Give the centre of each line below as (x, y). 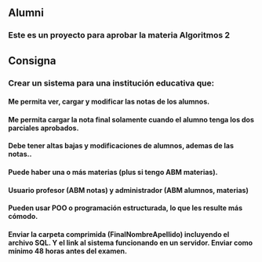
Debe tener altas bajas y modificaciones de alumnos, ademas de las (121, 146)
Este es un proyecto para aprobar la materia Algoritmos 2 (119, 35)
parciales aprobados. (44, 128)
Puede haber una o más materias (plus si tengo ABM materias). (113, 172)
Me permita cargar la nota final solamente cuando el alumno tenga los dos (131, 119)
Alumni (26, 13)
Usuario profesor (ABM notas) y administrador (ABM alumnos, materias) (128, 190)
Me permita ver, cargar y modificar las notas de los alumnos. (109, 102)
